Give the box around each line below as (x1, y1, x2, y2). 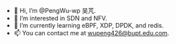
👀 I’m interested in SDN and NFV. (13, 14, 108, 22)
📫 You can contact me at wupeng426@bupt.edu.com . (13, 29, 170, 37)
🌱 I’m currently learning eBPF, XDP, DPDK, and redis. (13, 22, 164, 29)
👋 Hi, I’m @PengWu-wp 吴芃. (13, 7, 97, 14)
